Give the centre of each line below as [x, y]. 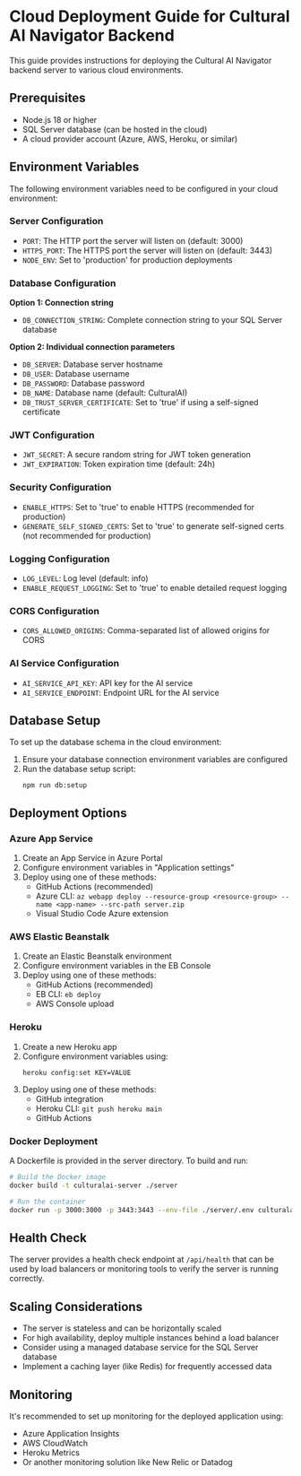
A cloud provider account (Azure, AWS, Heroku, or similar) [130, 139]
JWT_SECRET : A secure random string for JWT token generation [136, 455]
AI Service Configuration [64, 664]
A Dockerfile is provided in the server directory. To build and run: [129, 1161]
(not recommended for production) [86, 535]
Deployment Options [68, 813]
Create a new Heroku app [70, 1046]
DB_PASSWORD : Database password [83, 384]
